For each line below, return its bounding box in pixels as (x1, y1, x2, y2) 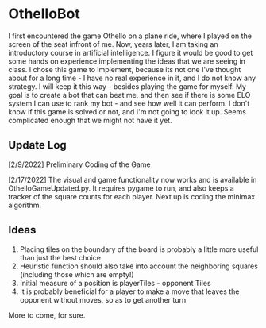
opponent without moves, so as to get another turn (19, 295, 187, 304)
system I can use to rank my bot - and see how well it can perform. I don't (8, 98, 250, 108)
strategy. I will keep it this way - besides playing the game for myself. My (8, 81, 246, 91)
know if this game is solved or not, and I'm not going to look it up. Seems (8, 106, 246, 116)
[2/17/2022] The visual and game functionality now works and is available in (8, 175, 257, 184)
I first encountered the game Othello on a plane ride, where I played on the (8, 31, 253, 41)
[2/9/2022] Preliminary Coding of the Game (8, 160, 151, 169)
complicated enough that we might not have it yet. (8, 115, 172, 125)
